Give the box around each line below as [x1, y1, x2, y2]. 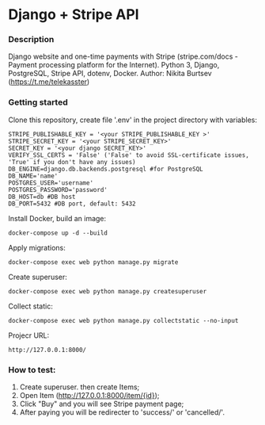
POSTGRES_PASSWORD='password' [8, 186, 108, 193]
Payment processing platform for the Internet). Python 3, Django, [8, 60, 220, 70]
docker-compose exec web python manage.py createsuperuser [8, 287, 207, 295]
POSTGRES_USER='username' [8, 178, 93, 187]
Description [8, 34, 55, 45]
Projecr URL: [8, 331, 50, 340]
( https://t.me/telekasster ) [8, 77, 90, 86]
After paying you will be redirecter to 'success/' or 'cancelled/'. [19, 408, 225, 417]
